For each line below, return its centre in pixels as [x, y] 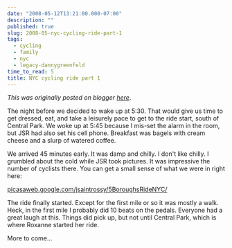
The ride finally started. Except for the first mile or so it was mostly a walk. [113, 203]
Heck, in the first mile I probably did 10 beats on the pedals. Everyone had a [115, 210]
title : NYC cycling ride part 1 [54, 78]
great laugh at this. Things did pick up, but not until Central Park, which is [112, 218]
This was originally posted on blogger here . [69, 98]
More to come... [30, 238]
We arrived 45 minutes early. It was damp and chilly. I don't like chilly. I [108, 154]
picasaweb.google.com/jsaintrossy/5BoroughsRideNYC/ [87, 189]
